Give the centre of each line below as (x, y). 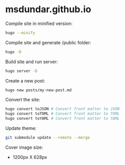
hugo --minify (20, 33)
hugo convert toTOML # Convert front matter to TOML (62, 114)
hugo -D (14, 52)
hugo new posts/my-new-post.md (39, 90)
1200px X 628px (30, 157)
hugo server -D (21, 71)
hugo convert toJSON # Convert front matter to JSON (62, 109)
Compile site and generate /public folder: (48, 42)
